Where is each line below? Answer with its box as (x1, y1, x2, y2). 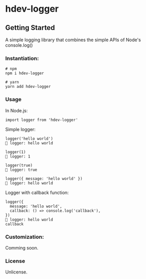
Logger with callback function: (5, 189, 69, 196)
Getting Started (5, 23, 55, 32)
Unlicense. (5, 269, 28, 275)
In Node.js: (5, 107, 28, 113)
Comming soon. (5, 244, 39, 251)
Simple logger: (5, 126, 36, 132)
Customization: (5, 233, 44, 240)
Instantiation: (5, 54, 39, 61)
